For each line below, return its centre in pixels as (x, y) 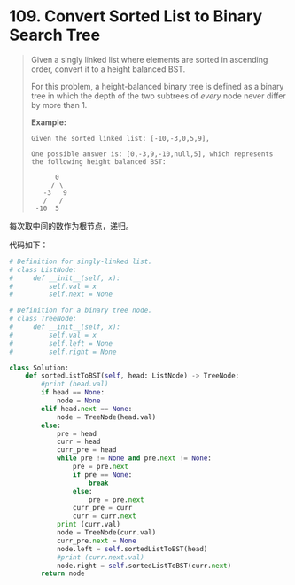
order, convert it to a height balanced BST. (108, 69)
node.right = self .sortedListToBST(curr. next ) (144, 565)
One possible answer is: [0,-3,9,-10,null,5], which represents (152, 154)
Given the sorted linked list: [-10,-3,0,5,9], (120, 138)
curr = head (78, 442)
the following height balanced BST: (98, 161)
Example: (48, 122)
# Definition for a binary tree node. (81, 311)
